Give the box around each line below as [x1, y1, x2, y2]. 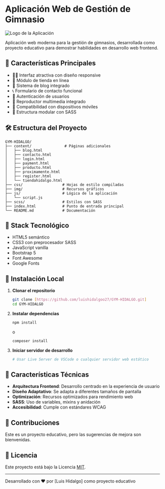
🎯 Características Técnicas [5, 370, 89, 379]
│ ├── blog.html [5, 148, 43, 153]
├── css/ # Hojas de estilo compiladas [5, 182, 124, 187]
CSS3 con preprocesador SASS [12, 240, 77, 245]
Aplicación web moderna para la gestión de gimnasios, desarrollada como [5, 39, 155, 45]
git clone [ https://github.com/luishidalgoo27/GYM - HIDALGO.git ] [12, 297, 147, 302]
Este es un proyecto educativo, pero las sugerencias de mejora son [5, 432, 141, 437]
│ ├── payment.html [5, 161, 50, 165]
